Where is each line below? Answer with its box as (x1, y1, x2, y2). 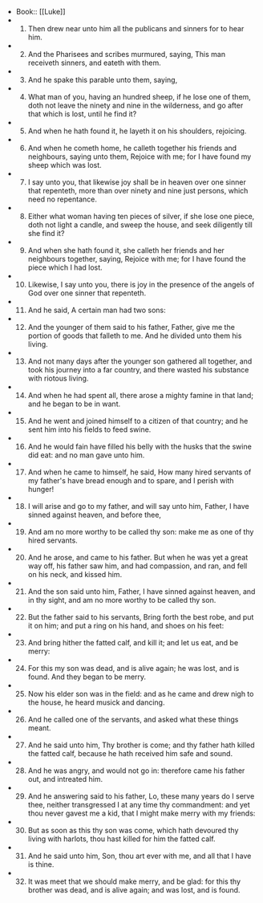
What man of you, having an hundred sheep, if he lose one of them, (27, 92, 251, 101)
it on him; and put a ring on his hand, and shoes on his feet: (27, 621, 225, 630)
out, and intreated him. (27, 775, 103, 783)
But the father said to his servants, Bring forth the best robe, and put (27, 612, 254, 621)
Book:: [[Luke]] (15, 7, 66, 16)
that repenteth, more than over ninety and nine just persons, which (27, 186, 249, 195)
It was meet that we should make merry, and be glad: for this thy (27, 877, 241, 886)
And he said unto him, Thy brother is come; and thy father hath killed (27, 740, 255, 750)
